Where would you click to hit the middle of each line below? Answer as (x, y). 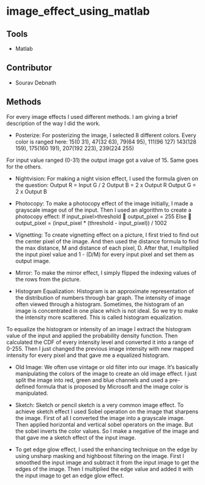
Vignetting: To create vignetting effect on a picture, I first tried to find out (107, 235)
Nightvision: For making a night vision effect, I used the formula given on (107, 178)
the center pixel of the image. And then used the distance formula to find (107, 241)
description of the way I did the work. (54, 123)
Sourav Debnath (36, 82)
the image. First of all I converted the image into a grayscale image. (100, 418)
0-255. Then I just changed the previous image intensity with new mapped (100, 348)
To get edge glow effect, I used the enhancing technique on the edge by (106, 449)
